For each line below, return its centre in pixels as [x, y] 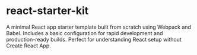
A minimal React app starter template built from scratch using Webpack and [99, 27]
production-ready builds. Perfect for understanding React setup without [94, 39]
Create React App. [29, 46]
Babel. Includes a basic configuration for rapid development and [85, 33]
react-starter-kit [47, 11]
